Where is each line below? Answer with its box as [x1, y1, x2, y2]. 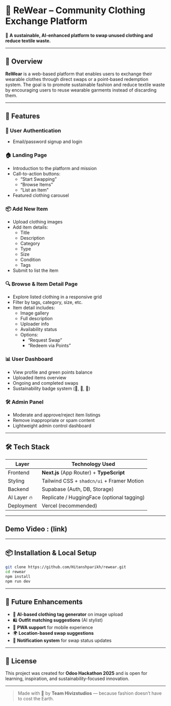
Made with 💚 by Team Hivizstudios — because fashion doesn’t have [17, 690, 162, 696]
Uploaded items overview [12, 374, 67, 381]
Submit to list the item [12, 267, 59, 274]
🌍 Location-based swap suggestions [12, 630, 94, 636]
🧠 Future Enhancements [5, 598, 83, 606]
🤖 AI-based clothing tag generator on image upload [12, 611, 123, 617]
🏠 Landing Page [5, 152, 47, 159]
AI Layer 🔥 [8, 494, 33, 501]
